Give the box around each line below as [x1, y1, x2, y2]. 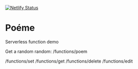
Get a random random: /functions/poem [5, 48, 88, 54]
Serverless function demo [5, 38, 59, 44]
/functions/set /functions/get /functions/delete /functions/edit [5, 58, 133, 64]
